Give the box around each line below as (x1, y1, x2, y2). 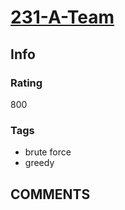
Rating (10, 76, 43, 90)
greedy (24, 157, 55, 169)
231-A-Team (10, 6, 115, 29)
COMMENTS (10, 186, 91, 203)
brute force (24, 146, 72, 158)
